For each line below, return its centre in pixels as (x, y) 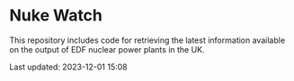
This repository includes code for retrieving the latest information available (147, 40)
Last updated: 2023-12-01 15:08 (68, 67)
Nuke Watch (56, 16)
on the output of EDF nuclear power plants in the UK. (107, 49)
